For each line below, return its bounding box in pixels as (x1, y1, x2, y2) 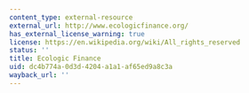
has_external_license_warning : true (9, 29, 145, 38)
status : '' (9, 46, 50, 55)
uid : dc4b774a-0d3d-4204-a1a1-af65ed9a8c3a (9, 63, 173, 72)
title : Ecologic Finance (9, 54, 101, 63)
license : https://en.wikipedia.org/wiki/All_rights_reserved (9, 37, 241, 47)
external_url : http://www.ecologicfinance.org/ (9, 21, 189, 30)
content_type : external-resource (9, 12, 133, 22)
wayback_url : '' (9, 71, 69, 80)
